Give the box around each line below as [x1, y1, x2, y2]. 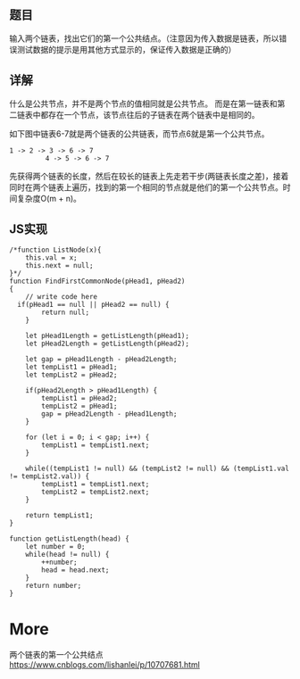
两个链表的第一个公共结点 [9, 650, 104, 660]
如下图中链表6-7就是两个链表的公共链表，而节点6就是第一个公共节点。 [9, 128, 270, 139]
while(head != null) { [25, 551, 110, 559]
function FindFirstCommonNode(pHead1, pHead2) [9, 277, 186, 286]
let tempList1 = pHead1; [25, 363, 118, 372]
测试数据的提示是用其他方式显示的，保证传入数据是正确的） [16, 44, 237, 54]
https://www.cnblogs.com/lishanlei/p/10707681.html [9, 659, 201, 670]
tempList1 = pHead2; [41, 394, 118, 403]
